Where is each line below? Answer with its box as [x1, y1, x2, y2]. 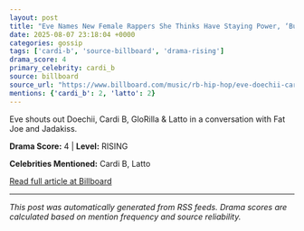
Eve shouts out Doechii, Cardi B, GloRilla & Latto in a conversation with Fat [9, 114, 286, 125]
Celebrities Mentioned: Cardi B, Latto [9, 158, 151, 169]
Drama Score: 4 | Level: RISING [9, 141, 128, 152]
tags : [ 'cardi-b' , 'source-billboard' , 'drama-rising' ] [9, 47, 224, 56]
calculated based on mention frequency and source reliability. [9, 211, 242, 222]
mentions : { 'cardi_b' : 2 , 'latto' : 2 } [9, 88, 156, 97]
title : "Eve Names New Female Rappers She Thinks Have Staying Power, [9, 22, 281, 31]
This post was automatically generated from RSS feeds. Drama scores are [9, 201, 288, 212]
